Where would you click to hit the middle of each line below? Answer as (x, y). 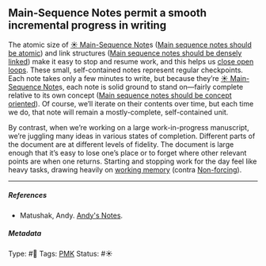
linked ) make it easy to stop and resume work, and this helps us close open (131, 61)
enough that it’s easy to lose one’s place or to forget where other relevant (127, 152)
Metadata (25, 233)
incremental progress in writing (87, 26)
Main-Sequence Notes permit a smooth (108, 13)
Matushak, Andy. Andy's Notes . (71, 215)
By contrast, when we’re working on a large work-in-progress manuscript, (129, 127)
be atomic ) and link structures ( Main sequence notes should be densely (125, 53)
